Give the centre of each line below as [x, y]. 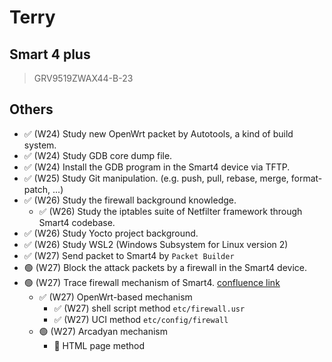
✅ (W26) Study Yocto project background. [111, 233]
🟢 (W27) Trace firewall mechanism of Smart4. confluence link [152, 282]
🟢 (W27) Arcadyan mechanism [103, 331]
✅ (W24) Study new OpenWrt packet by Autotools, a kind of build [158, 133]
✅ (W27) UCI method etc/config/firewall [141, 319]
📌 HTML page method [99, 345]
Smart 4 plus [50, 54]
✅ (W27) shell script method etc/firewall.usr [149, 308]
